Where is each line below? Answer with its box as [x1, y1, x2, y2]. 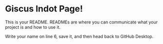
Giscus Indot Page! [5, 3, 83, 14]
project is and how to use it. [5, 24, 61, 30]
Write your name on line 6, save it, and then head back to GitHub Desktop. [5, 33, 154, 39]
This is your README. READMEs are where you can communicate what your [5, 19, 158, 25]
